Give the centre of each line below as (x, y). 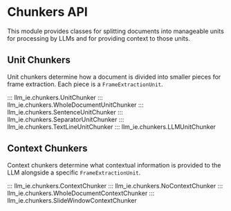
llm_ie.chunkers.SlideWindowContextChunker (72, 200)
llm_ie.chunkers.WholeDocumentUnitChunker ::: (75, 105)
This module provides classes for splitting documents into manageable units (116, 31)
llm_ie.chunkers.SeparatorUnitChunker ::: (66, 119)
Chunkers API (47, 12)
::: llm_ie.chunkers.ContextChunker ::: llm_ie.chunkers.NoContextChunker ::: (115, 185)
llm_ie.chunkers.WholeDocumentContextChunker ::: (81, 193)
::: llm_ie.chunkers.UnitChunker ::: (55, 97)
